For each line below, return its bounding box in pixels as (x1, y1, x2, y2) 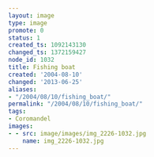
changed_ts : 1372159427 (8, 48, 87, 56)
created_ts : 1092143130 (8, 41, 87, 49)
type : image (8, 19, 47, 27)
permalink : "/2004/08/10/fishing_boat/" (8, 100, 144, 108)
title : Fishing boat (8, 63, 77, 71)
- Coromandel (8, 115, 51, 123)
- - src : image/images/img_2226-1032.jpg (8, 129, 147, 137)
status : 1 (8, 33, 41, 42)
